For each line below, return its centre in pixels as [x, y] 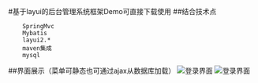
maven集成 [37, 49]
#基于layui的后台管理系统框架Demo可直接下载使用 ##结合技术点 [112, 11]
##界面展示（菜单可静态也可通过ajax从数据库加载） [92, 70]
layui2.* [37, 40]
